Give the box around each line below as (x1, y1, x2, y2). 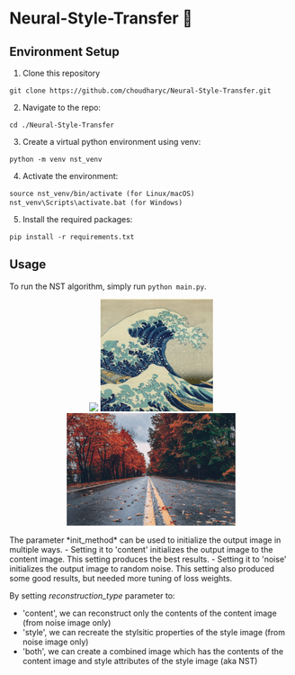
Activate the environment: (22, 171, 119, 181)
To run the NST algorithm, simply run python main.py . (9, 281, 207, 292)
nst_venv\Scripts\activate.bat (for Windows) (9, 198, 183, 207)
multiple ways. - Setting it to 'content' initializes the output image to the (9, 544, 273, 554)
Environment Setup (9, 44, 120, 59)
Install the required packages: (22, 214, 133, 224)
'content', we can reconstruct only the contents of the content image (22, 607, 277, 618)
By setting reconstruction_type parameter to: (9, 589, 175, 601)
